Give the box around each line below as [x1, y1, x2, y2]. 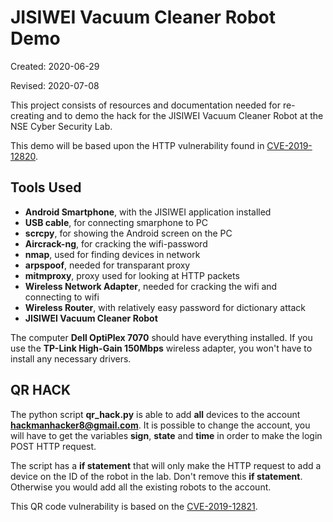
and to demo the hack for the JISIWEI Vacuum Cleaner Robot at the [46, 109, 324, 121]
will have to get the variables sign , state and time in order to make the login [10, 429, 323, 441]
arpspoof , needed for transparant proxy [24, 259, 191, 271]
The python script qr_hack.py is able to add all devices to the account [10, 408, 301, 420]
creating [10, 109, 45, 121]
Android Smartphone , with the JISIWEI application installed [24, 206, 272, 218]
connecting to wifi [24, 291, 100, 303]
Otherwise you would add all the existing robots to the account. [10, 481, 272, 493]
